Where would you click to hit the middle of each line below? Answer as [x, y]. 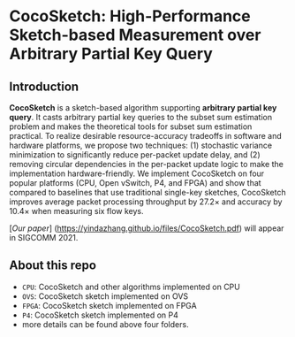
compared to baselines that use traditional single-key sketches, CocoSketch [147, 192]
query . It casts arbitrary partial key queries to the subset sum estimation [140, 117]
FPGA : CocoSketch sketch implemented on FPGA [109, 305]
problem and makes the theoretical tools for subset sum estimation [131, 126]
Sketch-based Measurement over [135, 35]
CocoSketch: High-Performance [130, 16]
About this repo [53, 266]
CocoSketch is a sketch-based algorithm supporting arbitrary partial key [143, 107]
